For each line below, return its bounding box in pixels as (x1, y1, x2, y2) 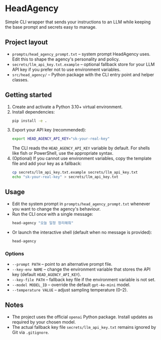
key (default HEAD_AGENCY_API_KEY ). (12, 271, 81, 277)
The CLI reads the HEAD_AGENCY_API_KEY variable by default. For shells (12, 145, 150, 151)
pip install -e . (12, 118, 47, 123)
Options (5, 250, 24, 257)
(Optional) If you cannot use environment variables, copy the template (12, 156, 152, 162)
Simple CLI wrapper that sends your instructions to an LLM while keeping (5, 19, 151, 25)
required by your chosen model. (12, 319, 76, 325)
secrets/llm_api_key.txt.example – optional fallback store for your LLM (12, 61, 155, 67)
